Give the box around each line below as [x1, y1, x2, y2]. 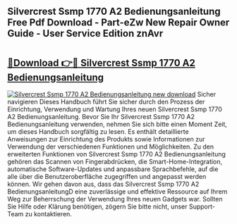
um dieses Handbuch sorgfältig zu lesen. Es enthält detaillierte [7, 127, 189, 136]
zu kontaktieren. [25, 210, 73, 218]
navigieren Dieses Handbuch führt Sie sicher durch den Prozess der [7, 98, 205, 106]
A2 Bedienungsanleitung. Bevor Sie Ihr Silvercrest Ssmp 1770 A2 [7, 113, 195, 120]
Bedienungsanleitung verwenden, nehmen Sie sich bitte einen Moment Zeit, [7, 120, 228, 128]
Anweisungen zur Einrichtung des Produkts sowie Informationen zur [7, 135, 205, 143]
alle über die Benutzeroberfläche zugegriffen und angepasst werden [7, 173, 207, 180]
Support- [188, 202, 215, 211]
